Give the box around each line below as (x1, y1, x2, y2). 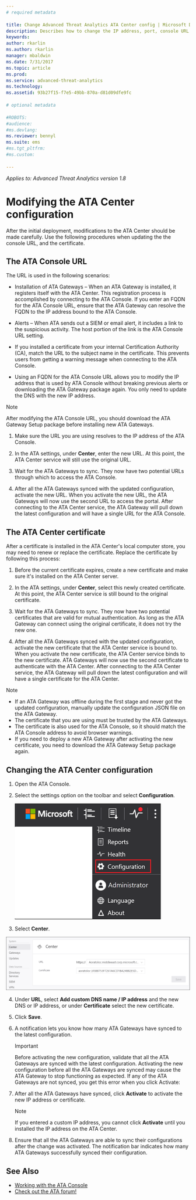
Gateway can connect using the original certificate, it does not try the (14, 620, 181, 627)
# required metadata (6, 9, 57, 15)
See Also (6, 1166, 39, 1176)
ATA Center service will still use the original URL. (14, 456, 131, 463)
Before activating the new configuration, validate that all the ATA (14, 1054, 169, 1061)
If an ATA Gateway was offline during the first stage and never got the (14, 698, 183, 705)
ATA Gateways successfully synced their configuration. (14, 1149, 148, 1156)
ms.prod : (6, 71, 27, 77)
